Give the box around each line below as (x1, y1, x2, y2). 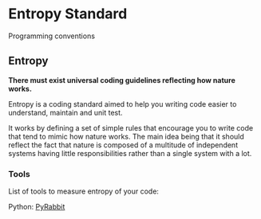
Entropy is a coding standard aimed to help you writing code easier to (8, 99, 237, 108)
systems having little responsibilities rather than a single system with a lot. (8, 148, 252, 158)
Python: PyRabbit (8, 202, 65, 212)
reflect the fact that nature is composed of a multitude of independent (8, 140, 238, 150)
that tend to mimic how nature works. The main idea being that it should (8, 131, 245, 141)
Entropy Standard (8, 5, 128, 23)
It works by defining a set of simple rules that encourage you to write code (8, 123, 254, 132)
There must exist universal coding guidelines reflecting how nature (8, 75, 235, 84)
